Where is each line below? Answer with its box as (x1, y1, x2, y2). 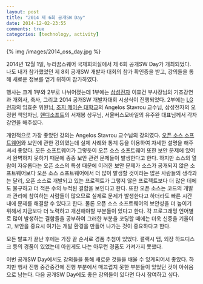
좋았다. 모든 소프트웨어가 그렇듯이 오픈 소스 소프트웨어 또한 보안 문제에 (17, 147, 184, 154)
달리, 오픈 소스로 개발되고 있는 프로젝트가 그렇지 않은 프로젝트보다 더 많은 (12, 177, 186, 185)
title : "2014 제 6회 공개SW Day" (6, 15, 86, 21)
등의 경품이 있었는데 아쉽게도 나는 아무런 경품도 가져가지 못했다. (12, 243, 163, 250)
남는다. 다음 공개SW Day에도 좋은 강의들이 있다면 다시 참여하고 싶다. (17, 271, 180, 279)
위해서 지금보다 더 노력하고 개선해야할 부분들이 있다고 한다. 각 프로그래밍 (6, 207, 178, 215)
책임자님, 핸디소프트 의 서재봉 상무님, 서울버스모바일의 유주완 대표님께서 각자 (17, 111, 198, 119)
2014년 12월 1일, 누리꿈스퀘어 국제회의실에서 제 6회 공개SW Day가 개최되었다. (6, 61, 191, 68)
